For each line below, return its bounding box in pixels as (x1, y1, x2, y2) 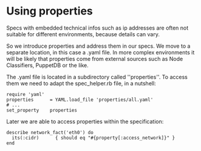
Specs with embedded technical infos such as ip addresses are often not (6, 24, 189, 31)
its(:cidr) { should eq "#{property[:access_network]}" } (12, 135, 175, 141)
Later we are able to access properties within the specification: (6, 118, 164, 125)
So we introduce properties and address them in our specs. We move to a (6, 42, 191, 50)
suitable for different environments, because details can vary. (6, 30, 160, 37)
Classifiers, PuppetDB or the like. (6, 62, 89, 69)
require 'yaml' (6, 91, 45, 97)
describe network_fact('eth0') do (6, 129, 94, 135)
